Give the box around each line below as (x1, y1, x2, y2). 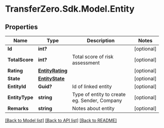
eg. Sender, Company (72, 97, 122, 104)
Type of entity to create (72, 91, 126, 98)
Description (87, 37, 115, 44)
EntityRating (38, 67, 67, 74)
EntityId (7, 83, 26, 90)
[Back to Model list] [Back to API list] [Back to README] (5, 118, 117, 123)
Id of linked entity (72, 83, 112, 90)
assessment (72, 59, 100, 66)
